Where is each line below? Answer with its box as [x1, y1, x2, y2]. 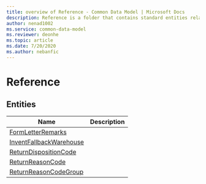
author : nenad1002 [6, 20, 53, 26]
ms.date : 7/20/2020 [6, 43, 56, 50]
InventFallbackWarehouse [9, 138, 85, 146]
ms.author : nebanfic [6, 49, 59, 55]
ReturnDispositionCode [9, 147, 77, 156]
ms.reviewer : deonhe [6, 32, 59, 38]
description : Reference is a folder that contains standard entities [6, 15, 188, 21]
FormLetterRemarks [9, 128, 67, 136]
